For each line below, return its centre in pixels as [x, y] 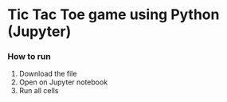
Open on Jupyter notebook [63, 82]
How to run [29, 57]
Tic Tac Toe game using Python [113, 15]
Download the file [48, 74]
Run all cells [39, 91]
